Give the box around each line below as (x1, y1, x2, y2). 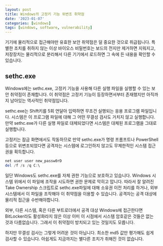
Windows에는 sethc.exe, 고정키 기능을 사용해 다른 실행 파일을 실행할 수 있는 (5, 85, 151, 91)
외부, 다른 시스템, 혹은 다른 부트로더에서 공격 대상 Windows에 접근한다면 (5, 207, 143, 213)
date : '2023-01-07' (5, 16, 45, 21)
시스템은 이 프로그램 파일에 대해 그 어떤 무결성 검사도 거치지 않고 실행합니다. (11, 114, 156, 120)
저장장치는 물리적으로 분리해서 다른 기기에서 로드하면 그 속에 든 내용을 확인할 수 (5, 52, 156, 57)
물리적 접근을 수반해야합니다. (5, 197, 60, 203)
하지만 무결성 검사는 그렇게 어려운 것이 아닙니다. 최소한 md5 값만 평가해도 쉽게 (5, 229, 154, 235)
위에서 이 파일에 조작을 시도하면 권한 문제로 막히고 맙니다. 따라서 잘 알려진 (14, 178, 154, 184)
